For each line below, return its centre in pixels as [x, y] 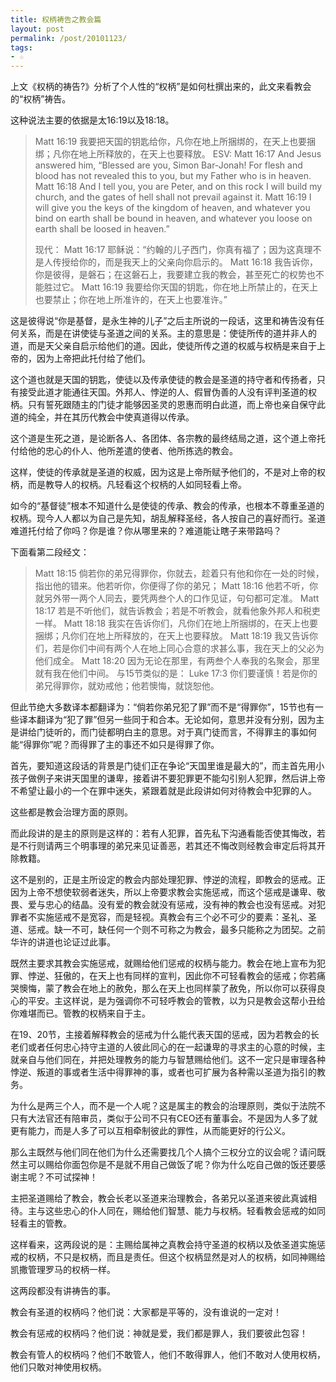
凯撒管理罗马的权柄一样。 [63, 1270]
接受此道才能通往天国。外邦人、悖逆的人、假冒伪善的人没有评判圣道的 [163, 392]
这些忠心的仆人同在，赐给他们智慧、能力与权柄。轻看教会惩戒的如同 [185, 1211]
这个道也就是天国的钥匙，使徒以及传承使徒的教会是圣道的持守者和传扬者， [163, 380]
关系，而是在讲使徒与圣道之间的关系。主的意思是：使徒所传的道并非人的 [167, 333]
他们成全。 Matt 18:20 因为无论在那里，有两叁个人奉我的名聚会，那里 [177, 661]
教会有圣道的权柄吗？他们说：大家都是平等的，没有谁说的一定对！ [146, 1312]
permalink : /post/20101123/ [69, 38]
